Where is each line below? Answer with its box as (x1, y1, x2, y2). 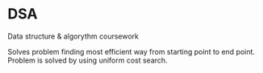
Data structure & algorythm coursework (7, 31, 139, 41)
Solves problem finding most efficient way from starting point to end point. (7, 47, 256, 56)
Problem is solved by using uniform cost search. (7, 55, 168, 65)
